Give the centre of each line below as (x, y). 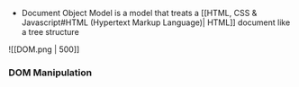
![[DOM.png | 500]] (44, 49)
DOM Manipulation (50, 73)
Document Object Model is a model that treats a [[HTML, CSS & (139, 13)
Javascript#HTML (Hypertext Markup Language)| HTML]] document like (156, 22)
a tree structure (50, 32)
